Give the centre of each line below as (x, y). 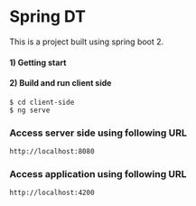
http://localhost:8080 (52, 152)
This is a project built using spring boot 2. (87, 42)
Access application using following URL (98, 173)
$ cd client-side (42, 102)
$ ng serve (30, 110)
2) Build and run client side (61, 83)
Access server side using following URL (98, 133)
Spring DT (47, 17)
